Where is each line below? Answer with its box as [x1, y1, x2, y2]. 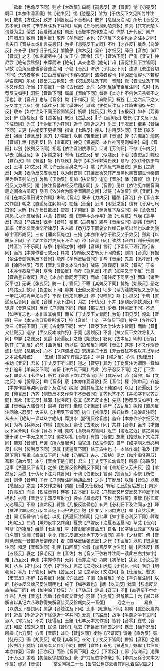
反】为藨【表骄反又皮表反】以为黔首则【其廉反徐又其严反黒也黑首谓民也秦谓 [5, 170, 159, 176]
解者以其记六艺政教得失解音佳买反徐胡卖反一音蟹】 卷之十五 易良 [5, 599, 153, 605]
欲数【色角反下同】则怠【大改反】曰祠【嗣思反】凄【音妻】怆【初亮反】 [13, 4, 159, 10]
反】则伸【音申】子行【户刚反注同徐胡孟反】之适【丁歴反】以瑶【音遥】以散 [5, 477, 159, 483]
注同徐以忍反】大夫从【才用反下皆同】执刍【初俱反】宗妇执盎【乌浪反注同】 [5, 409, 159, 415]
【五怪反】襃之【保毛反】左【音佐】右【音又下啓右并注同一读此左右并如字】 [5, 550, 159, 556]
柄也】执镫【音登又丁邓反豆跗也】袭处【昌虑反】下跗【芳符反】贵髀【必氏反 [5, 495, 159, 501]
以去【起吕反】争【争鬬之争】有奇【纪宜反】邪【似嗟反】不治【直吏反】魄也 [5, 152, 159, 157]
